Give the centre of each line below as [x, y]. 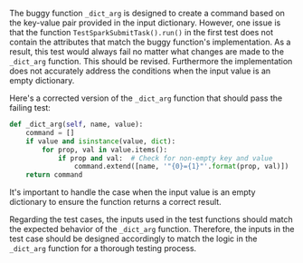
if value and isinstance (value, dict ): [101, 141]
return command [54, 175]
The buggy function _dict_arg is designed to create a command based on [147, 13]
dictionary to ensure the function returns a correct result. [115, 202]
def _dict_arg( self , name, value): [76, 124]
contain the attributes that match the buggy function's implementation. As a [150, 42]
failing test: [30, 107]
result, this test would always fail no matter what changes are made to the [147, 52]
